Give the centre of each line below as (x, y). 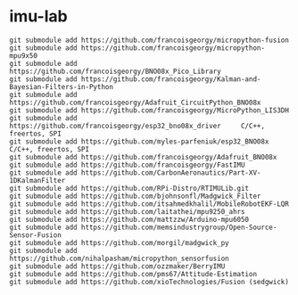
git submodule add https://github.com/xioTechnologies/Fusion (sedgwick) (149, 282)
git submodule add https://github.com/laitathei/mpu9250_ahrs (127, 211)
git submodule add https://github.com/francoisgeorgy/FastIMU (127, 165)
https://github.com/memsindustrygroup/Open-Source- (179, 227)
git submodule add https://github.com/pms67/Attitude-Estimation (133, 274)
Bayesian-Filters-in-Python (62, 86)
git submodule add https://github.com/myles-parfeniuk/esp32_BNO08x (139, 141)
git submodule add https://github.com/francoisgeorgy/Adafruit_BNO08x (143, 157)
